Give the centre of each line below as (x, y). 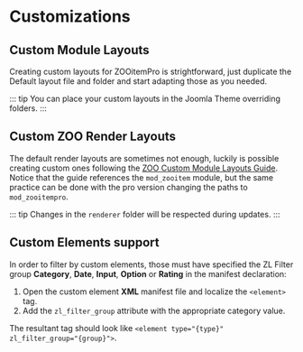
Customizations (70, 17)
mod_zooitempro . (39, 197)
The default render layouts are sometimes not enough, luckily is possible (144, 158)
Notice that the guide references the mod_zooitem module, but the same (141, 177)
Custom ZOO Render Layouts (93, 137)
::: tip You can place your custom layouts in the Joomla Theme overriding (145, 98)
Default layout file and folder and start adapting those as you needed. (138, 81)
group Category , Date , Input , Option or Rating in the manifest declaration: (148, 273)
